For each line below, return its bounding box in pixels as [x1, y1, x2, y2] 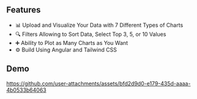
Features [6, 5, 41, 15]
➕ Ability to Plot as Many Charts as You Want [15, 39, 128, 46]
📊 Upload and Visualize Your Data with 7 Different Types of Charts [15, 21, 184, 29]
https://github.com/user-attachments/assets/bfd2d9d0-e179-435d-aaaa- [6, 80, 191, 87]
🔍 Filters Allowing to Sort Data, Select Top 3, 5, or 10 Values [15, 30, 167, 38]
